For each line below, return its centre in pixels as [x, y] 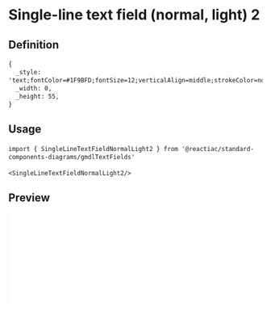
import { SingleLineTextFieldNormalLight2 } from [94, 149]
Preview [29, 198]
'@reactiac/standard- [217, 149]
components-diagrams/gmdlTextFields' [72, 157]
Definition [33, 45]
